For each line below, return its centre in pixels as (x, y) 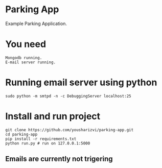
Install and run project (53, 116)
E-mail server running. (31, 62)
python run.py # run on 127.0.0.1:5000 (48, 143)
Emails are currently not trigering (59, 159)
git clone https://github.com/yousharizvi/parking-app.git (70, 130)
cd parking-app (21, 134)
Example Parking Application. (36, 23)
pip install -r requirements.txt (41, 139)
